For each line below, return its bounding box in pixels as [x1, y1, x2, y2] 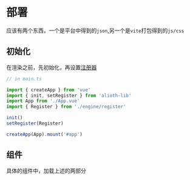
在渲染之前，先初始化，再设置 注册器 [6, 63, 97, 71]
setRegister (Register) [6, 120, 64, 126]
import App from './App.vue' [6, 98, 80, 104]
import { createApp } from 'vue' [6, 86, 91, 93]
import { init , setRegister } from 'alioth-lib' [6, 92, 132, 99]
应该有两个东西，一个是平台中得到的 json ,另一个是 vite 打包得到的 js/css [6, 27, 185, 34]
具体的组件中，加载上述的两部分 [6, 167, 86, 174]
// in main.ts [6, 75, 42, 82]
